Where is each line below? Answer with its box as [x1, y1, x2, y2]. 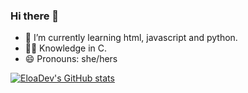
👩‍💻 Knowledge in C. [24, 42, 108, 54]
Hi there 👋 [10, 9, 60, 23]
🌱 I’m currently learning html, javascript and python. [24, 32, 238, 44]
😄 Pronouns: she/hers [24, 53, 118, 65]
